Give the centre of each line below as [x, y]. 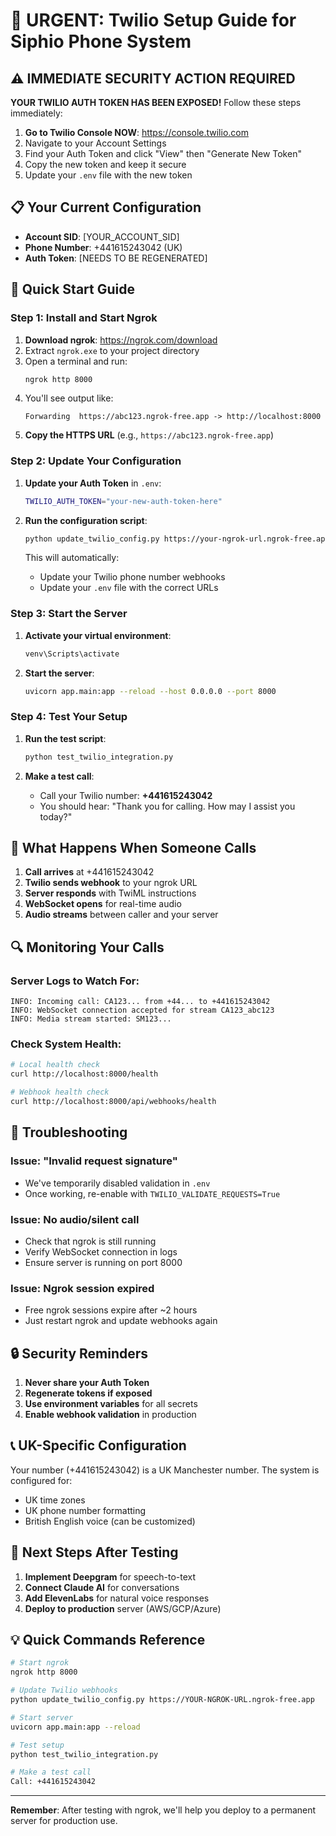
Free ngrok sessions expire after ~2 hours [111, 1310]
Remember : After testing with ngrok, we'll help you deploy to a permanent [163, 1810]
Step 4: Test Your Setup [69, 717]
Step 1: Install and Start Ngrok [84, 318]
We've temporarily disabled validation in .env [117, 1183]
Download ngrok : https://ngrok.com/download [121, 340]
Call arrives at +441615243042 [89, 872]
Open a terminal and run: [76, 361]
